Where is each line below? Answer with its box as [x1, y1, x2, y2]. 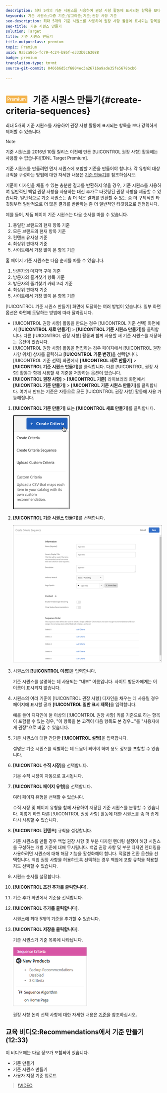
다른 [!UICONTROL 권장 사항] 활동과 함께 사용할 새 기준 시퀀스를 [23, 333, 149, 339]
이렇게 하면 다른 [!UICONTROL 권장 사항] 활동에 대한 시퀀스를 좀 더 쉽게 [19, 811, 159, 817]
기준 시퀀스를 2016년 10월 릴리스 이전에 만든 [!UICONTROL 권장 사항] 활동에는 [5, 149, 158, 155]
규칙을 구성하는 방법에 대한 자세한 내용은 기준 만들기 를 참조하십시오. [5, 172, 137, 178]
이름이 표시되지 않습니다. [12, 685, 61, 691]
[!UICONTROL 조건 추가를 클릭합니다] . [12, 884, 88, 890]
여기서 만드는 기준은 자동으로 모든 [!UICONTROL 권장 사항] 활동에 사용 [19, 389, 157, 394]
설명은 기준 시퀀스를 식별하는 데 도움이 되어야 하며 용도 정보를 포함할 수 [12, 746, 151, 752]
